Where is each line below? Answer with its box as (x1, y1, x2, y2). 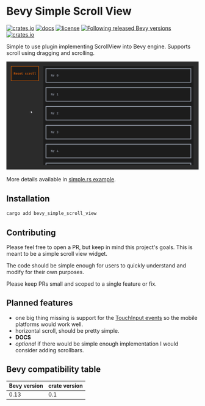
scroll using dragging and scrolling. (6, 49, 95, 56)
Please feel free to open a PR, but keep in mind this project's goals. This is (6, 243, 193, 251)
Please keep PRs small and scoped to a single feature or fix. (6, 280, 157, 288)
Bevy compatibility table (6, 364, 101, 375)
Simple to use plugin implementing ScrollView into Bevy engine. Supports (6, 43, 191, 50)
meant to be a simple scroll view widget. (6, 250, 108, 257)
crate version (48, 382, 84, 390)
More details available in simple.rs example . (6, 176, 116, 183)
